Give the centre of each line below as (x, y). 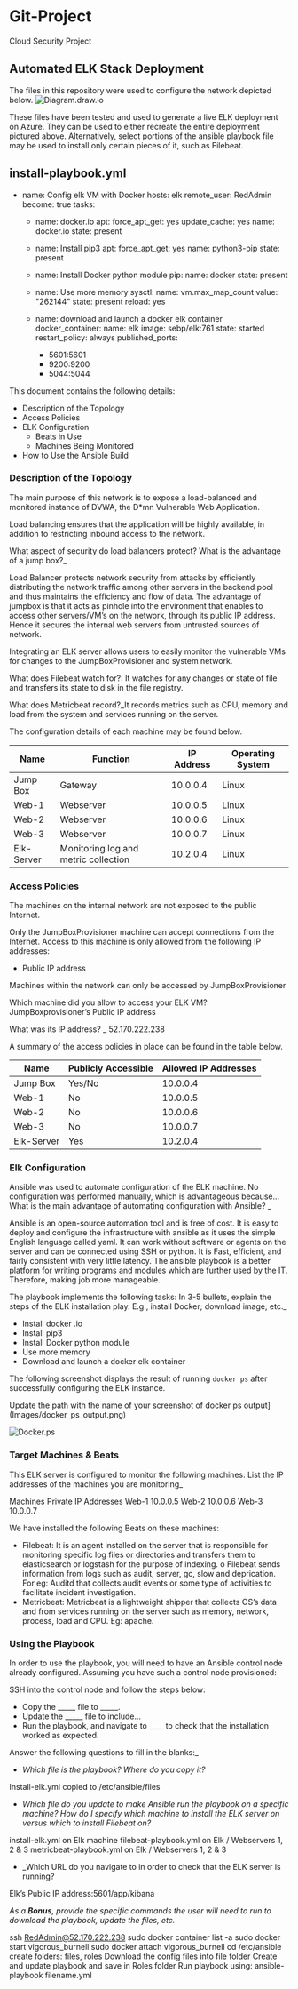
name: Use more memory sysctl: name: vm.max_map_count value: (157, 292)
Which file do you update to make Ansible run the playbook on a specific (155, 1804)
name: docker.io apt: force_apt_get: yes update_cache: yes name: (155, 221)
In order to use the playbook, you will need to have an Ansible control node (146, 1663)
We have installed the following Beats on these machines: (114, 1528)
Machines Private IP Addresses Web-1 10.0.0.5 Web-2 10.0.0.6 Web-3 (136, 1501)
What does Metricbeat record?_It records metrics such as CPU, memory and (149, 705)
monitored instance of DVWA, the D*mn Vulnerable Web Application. (134, 507)
